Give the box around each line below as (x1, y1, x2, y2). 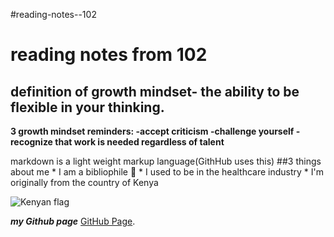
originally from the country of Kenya (10, 177, 159, 188)
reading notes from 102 (10, 44, 208, 66)
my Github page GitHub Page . (10, 215, 136, 227)
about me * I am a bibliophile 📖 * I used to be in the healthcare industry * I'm (10, 166, 325, 178)
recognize (10, 136, 53, 148)
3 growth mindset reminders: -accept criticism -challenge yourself (10, 125, 295, 137)
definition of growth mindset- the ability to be (10, 83, 300, 100)
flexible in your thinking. (10, 99, 165, 116)
